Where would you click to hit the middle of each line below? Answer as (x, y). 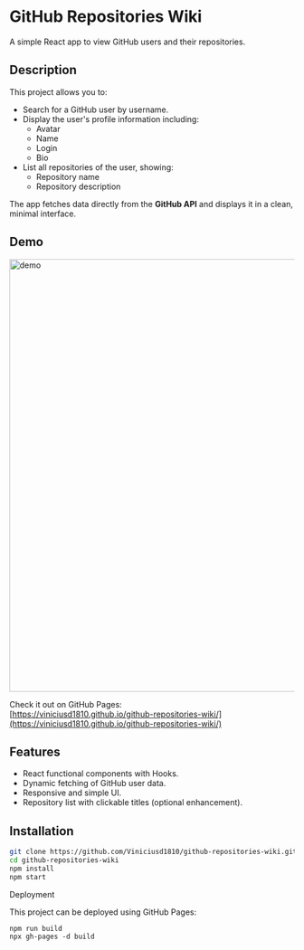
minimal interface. (43, 214)
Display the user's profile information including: (110, 119)
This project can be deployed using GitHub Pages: (103, 912)
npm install (32, 869)
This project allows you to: (58, 91)
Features (35, 751)
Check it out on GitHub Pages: (66, 704)
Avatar (48, 128)
